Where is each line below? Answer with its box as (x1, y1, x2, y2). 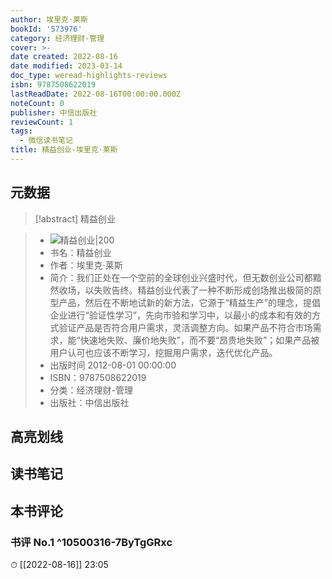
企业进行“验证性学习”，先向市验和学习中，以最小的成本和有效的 (49, 309, 312, 321)
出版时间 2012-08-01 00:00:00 (49, 359, 177, 371)
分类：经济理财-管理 (49, 384, 134, 396)
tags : (10, 126, 33, 136)
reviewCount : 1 (10, 117, 74, 127)
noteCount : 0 (10, 98, 65, 108)
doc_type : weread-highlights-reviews (10, 71, 168, 81)
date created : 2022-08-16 (10, 52, 118, 62)
